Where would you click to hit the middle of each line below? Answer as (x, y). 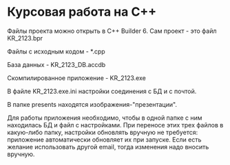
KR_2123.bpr (25, 38)
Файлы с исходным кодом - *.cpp (56, 51)
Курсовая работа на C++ (82, 12)
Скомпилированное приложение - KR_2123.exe (76, 78)
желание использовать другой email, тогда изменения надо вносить (108, 147)
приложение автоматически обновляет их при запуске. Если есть (104, 139)
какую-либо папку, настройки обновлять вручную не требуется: (103, 132)
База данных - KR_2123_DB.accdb (56, 64)
